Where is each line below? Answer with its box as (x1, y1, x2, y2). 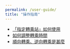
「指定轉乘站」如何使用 (12, 26, 61, 32)
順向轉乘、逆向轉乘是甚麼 (12, 38, 65, 45)
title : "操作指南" (5, 12, 41, 17)
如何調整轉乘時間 (12, 32, 48, 38)
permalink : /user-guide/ (5, 7, 57, 12)
